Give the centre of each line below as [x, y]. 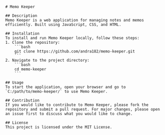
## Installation [22, 34]
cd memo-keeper [30, 69]
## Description [21, 16]
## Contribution [22, 100]
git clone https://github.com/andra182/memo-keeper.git [75, 51]
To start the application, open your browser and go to [65, 87]
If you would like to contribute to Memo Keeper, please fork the [77, 105]
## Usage [14, 83]
